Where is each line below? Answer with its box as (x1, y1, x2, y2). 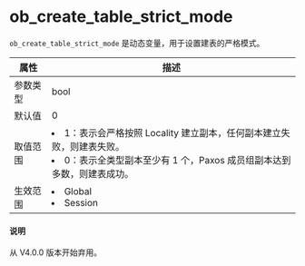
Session (64, 196, 98, 209)
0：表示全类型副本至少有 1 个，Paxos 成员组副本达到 (64, 153, 291, 166)
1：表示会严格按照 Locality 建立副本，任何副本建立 (64, 126, 281, 139)
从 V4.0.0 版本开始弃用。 (9, 247, 103, 258)
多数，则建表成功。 (51, 167, 134, 180)
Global (64, 184, 93, 197)
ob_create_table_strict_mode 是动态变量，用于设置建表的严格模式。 (9, 37, 265, 48)
